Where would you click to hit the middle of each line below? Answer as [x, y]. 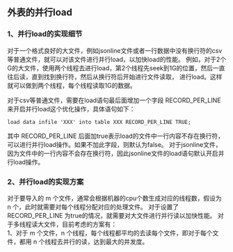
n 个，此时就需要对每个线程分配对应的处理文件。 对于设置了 [93, 207]
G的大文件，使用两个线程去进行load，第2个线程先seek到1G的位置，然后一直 [116, 68]
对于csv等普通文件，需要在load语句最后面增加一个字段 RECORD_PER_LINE [114, 100]
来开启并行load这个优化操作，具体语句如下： [71, 109]
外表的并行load [40, 13]
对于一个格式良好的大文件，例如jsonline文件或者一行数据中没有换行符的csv [115, 50]
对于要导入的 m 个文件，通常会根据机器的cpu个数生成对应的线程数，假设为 [114, 198]
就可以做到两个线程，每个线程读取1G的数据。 [72, 85]
